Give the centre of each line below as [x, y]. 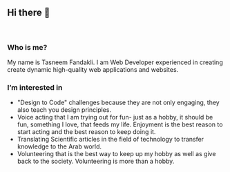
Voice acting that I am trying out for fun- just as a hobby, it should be [115, 117]
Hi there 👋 [29, 13]
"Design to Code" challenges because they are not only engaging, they [118, 103]
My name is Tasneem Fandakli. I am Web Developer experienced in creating [115, 62]
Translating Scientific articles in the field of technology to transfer [111, 140]
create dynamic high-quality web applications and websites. [93, 70]
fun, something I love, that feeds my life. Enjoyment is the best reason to [120, 124]
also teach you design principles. [64, 110]
